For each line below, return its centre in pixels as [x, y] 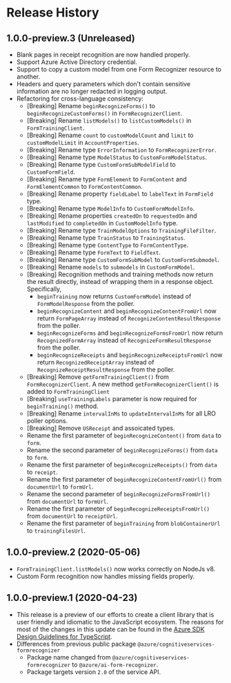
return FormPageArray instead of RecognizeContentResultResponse [129, 318]
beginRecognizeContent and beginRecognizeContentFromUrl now [127, 311]
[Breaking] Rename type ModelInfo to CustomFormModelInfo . [111, 208]
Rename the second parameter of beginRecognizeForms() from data [122, 450]
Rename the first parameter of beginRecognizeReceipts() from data [122, 465]
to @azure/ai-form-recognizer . [115, 664]
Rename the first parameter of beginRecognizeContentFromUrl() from [124, 479]
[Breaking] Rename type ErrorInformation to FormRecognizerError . [121, 150]
